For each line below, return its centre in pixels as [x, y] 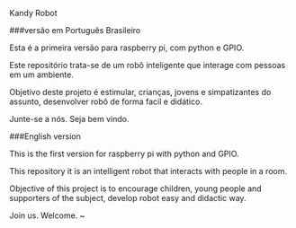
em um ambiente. [42, 75]
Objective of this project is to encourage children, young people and [136, 189]
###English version [45, 136]
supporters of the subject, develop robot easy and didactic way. [128, 198]
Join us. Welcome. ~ [47, 215]
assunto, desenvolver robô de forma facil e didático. [106, 101]
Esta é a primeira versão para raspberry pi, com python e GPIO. [127, 48]
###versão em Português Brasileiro [75, 30]
